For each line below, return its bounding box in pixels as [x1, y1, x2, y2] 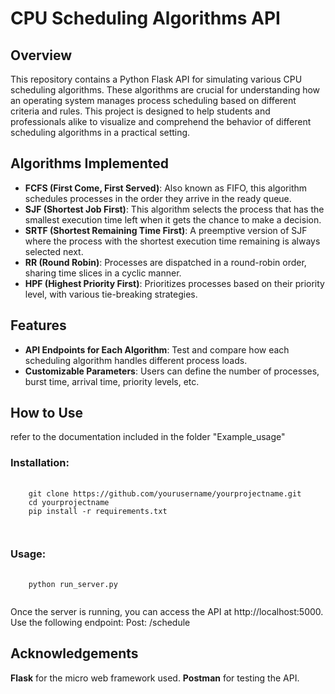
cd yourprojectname [28, 497, 110, 507]
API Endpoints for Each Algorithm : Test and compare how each [24, 343, 290, 356]
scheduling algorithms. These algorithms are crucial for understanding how [10, 84, 321, 96]
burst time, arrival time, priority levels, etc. [24, 375, 200, 387]
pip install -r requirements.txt [28, 506, 168, 516]
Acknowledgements [10, 645, 139, 662]
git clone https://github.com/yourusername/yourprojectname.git [28, 488, 302, 499]
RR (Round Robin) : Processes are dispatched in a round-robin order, [24, 256, 307, 268]
